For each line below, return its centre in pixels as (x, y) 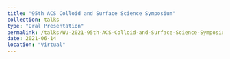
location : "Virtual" (37, 45)
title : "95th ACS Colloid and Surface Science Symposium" (91, 13)
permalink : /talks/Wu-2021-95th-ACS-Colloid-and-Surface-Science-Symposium (117, 32)
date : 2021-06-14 (32, 39)
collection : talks (33, 20)
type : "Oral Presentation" (46, 26)
